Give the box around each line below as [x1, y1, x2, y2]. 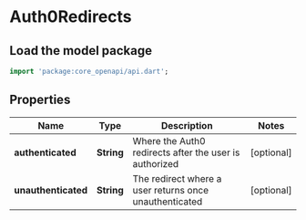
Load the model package [9, 43, 153, 58]
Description [160, 119, 213, 131]
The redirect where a [132, 172, 222, 184]
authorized [132, 157, 179, 170]
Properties [9, 92, 71, 108]
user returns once [132, 183, 209, 196]
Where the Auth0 [132, 134, 207, 147]
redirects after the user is [132, 146, 240, 159]
